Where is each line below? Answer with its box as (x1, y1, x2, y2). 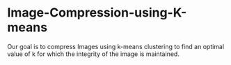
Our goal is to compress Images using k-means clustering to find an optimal (7, 42, 225, 50)
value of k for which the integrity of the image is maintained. (7, 50, 180, 58)
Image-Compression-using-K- (7, 5, 187, 21)
